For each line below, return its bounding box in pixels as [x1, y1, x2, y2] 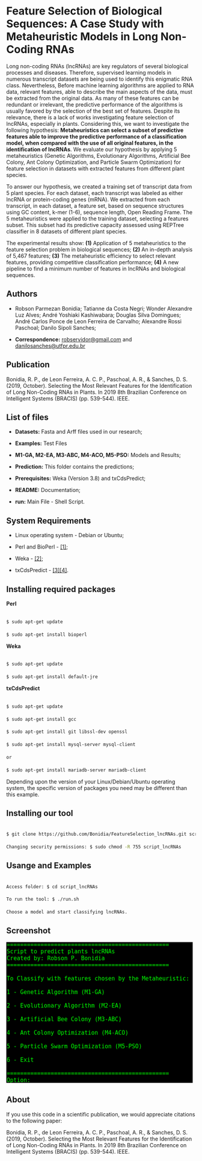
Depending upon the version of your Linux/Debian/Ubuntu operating [6, 778, 176, 785]
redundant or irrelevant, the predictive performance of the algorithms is [6, 101, 183, 108]
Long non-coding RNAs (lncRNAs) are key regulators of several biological [6, 62, 188, 70]
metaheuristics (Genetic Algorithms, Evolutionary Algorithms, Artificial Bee [6, 152, 191, 159]
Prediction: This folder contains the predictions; [14, 463, 134, 470]
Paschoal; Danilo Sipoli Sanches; [14, 324, 96, 331]
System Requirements [6, 515, 91, 526]
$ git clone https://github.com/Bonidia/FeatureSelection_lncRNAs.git [6, 831, 187, 838]
